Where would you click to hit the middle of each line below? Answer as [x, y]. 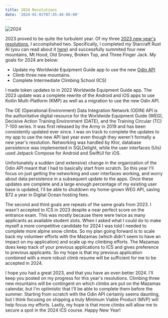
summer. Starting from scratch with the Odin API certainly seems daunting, [82, 294]
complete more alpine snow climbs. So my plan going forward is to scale [80, 231]
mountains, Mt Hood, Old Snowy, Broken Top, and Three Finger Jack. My [81, 54]
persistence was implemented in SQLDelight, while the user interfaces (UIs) [83, 147]
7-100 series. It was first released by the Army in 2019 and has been [75, 126]
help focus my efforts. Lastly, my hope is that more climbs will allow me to [81, 304]
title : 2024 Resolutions [31, 10]
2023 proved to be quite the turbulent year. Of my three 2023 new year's [80, 39]
